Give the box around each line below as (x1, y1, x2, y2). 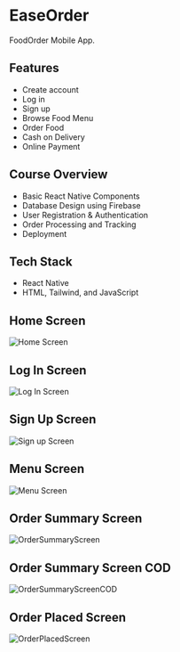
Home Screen (9, 313, 86, 328)
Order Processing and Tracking (21, 219, 137, 230)
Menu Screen (9, 461, 85, 477)
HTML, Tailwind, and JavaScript (21, 287, 139, 298)
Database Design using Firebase (21, 200, 142, 210)
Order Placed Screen (9, 609, 127, 624)
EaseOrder (9, 5, 90, 26)
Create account (21, 84, 80, 94)
